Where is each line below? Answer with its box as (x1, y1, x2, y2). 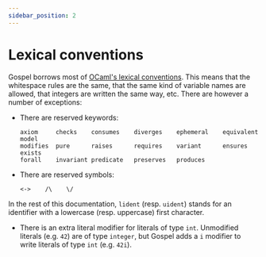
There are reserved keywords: (19, 113, 119, 122)
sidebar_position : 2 (8, 11, 77, 20)
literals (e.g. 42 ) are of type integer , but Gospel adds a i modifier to (19, 231, 241, 240)
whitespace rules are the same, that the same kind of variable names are (8, 80, 246, 90)
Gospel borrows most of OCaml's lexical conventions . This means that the (8, 72, 251, 82)
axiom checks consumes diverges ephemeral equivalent (19, 128, 259, 136)
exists (19, 148, 42, 157)
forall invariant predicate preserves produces (19, 155, 206, 163)
